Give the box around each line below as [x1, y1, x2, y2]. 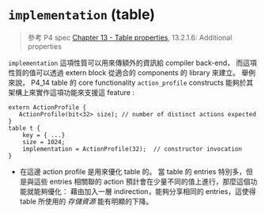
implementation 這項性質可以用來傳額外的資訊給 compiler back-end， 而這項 [8, 58, 257, 67]
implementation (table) [8, 6, 156, 24]
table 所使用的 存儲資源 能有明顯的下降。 [19, 196, 153, 206]
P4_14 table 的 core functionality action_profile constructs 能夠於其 [30, 78, 254, 87]
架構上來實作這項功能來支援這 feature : [8, 87, 134, 97]
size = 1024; [22, 138, 66, 146]
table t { [8, 124, 41, 132]
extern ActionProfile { [8, 103, 87, 112]
